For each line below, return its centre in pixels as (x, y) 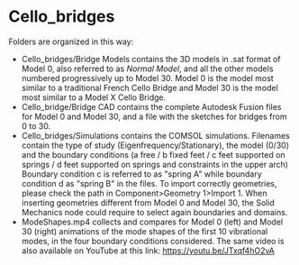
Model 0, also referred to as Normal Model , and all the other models (147, 69)
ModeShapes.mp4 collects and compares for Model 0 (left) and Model (152, 222)
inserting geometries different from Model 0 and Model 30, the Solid (148, 202)
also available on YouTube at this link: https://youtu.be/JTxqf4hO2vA (148, 251)
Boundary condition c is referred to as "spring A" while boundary (141, 174)
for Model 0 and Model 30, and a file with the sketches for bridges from (154, 116)
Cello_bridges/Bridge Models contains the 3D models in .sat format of (151, 59)
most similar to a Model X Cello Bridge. (94, 97)
